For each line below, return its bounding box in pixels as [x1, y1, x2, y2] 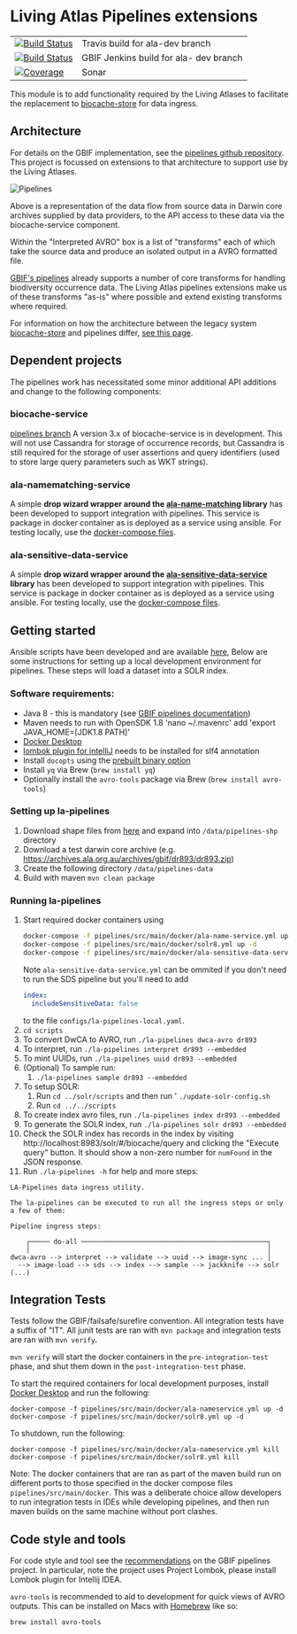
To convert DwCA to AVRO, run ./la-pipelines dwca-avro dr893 [22, 1034, 257, 1045]
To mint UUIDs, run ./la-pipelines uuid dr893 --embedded [22, 1053, 238, 1063]
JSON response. [22, 1156, 83, 1167]
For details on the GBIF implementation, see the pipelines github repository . [10, 147, 285, 158]
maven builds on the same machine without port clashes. [10, 1506, 218, 1517]
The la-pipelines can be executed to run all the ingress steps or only [10, 1198, 284, 1207]
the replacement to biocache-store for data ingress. [10, 97, 199, 108]
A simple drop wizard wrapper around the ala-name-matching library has [10, 499, 284, 510]
